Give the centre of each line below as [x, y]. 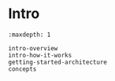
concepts [22, 69]
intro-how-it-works [40, 55]
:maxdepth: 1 [30, 35]
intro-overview [33, 48]
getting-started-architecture [58, 62]
